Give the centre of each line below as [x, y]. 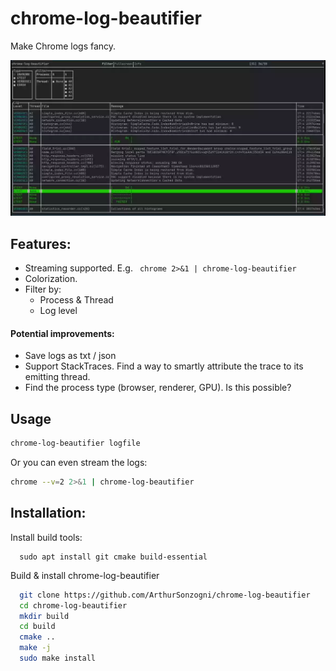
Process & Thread [76, 300]
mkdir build [44, 616]
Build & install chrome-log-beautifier [85, 575]
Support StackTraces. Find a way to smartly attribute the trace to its [164, 366]
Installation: [48, 513]
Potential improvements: [62, 333]
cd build [37, 627]
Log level [58, 311]
